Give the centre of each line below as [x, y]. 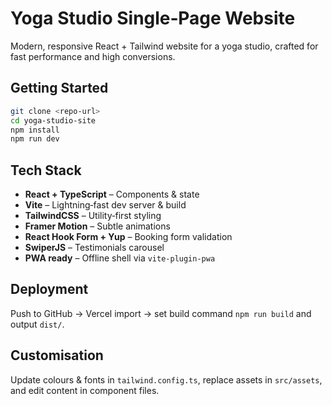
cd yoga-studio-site [53, 120]
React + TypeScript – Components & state [112, 194]
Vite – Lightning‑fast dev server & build [105, 205]
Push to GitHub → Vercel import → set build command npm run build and [161, 313]
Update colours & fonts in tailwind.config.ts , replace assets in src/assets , [166, 379]
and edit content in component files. [85, 390]
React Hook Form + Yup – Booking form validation [128, 237]
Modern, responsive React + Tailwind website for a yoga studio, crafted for [164, 46]
